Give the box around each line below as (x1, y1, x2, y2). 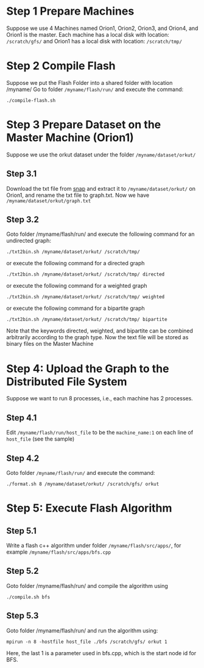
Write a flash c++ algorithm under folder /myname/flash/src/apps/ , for (6, 542, 181, 549)
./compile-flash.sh (6, 97, 56, 103)
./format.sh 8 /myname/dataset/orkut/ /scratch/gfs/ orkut (6, 481, 160, 487)
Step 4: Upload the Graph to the (6, 362, 169, 375)
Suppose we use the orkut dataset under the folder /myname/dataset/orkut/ (6, 151, 196, 158)
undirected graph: (6, 237, 52, 244)
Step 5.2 (6, 566, 39, 576)
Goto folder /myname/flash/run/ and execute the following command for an (6, 230, 195, 238)
